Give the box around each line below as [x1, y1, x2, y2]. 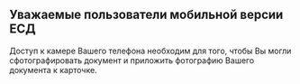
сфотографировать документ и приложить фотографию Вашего [9, 54, 255, 66]
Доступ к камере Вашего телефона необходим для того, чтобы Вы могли [9, 45, 292, 56]
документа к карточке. [9, 64, 97, 75]
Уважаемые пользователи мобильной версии [9, 7, 284, 23]
